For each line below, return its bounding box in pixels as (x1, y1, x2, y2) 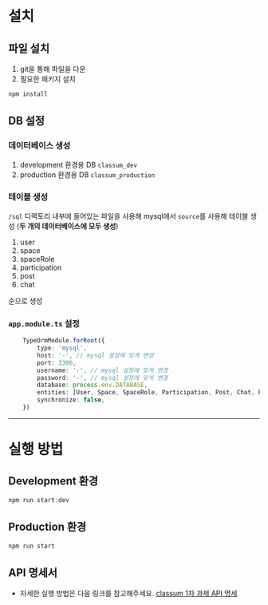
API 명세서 (8, 566, 58, 579)
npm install (8, 90, 48, 98)
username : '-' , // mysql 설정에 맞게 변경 (37, 366, 169, 374)
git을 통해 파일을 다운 (19, 65, 86, 73)
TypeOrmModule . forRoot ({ (22, 337, 105, 345)
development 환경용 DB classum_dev (19, 160, 138, 169)
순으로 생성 (8, 296, 43, 306)
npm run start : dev (8, 496, 69, 504)
